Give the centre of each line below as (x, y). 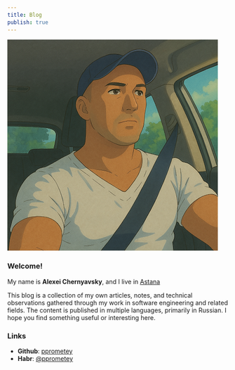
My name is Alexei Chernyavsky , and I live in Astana (84, 281)
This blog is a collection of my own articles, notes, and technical (100, 295)
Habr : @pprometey (45, 359)
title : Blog (25, 15)
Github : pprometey (45, 351)
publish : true (28, 22)
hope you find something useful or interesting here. (81, 317)
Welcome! (25, 266)
